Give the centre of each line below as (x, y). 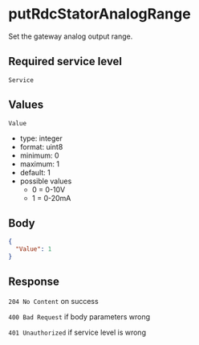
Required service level (65, 62)
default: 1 (35, 172)
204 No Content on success (53, 301)
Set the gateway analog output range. (71, 36)
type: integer (41, 138)
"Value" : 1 (34, 249)
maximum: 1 (40, 164)
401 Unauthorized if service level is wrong (77, 332)
